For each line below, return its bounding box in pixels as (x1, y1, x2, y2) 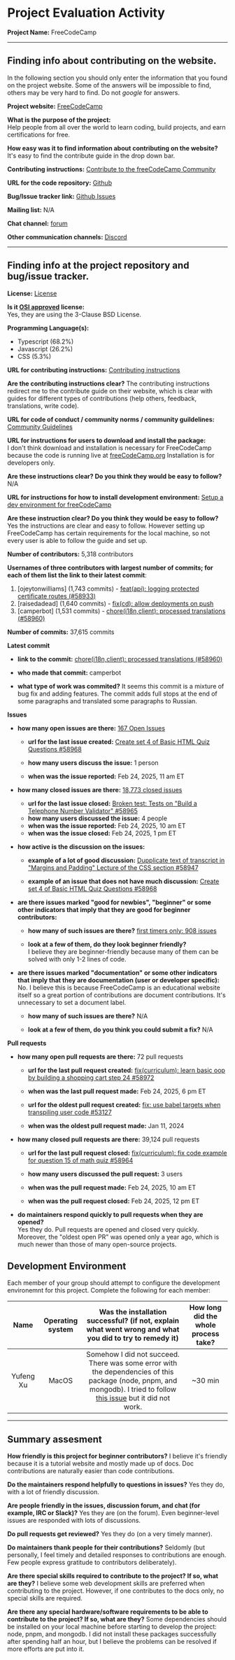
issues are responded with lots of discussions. (7, 1517, 141, 1525)
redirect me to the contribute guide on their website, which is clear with (7, 386, 213, 395)
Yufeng (11, 1372, 35, 1381)
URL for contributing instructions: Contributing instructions (7, 365, 180, 374)
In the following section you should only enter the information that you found (7, 73, 228, 82)
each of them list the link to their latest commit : (7, 570, 147, 579)
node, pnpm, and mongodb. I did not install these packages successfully (7, 1630, 217, 1638)
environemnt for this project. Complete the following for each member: (7, 1286, 211, 1295)
